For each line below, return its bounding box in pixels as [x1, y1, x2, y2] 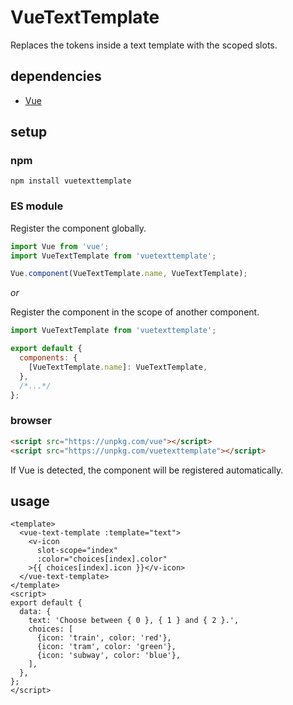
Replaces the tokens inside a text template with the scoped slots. [10, 39, 278, 51]
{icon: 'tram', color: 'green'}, [36, 642, 177, 652]
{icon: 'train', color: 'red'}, [36, 633, 172, 643]
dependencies [10, 68, 102, 85]
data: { [19, 607, 52, 617]
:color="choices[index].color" [36, 554, 168, 565]
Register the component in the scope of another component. [10, 306, 260, 318]
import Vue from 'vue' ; [10, 241, 110, 251]
